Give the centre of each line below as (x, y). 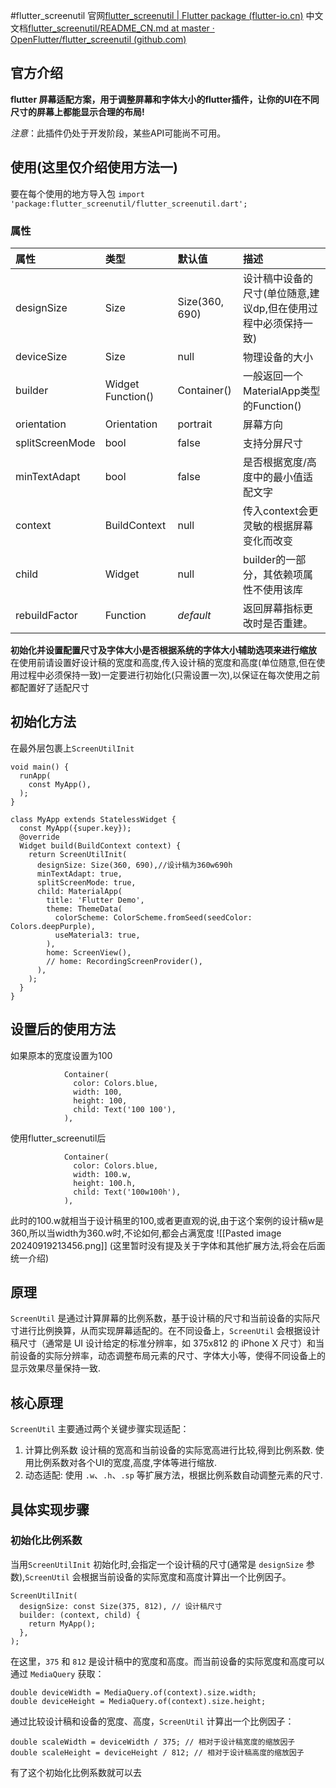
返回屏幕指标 (273, 608)
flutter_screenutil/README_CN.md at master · (121, 28)
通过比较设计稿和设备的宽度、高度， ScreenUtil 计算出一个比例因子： (152, 1721)
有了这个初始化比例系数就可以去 (76, 1772)
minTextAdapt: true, (79, 874)
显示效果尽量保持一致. (56, 1368)
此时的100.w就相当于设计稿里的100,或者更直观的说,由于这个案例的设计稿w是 (167, 1220)
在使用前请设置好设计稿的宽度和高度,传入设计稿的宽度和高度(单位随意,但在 (163, 662)
